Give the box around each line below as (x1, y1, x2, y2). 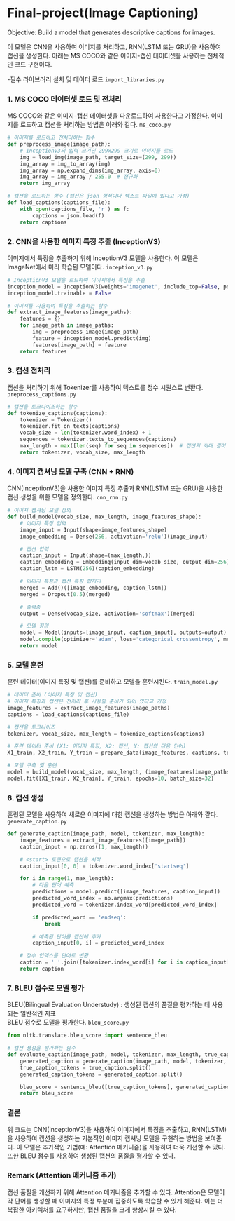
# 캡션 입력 (20, 546, 49, 553)
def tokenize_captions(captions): (7, 410, 108, 417)
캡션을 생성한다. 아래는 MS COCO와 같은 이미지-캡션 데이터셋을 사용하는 (7, 51, 206, 60)
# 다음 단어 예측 (32, 882, 74, 889)
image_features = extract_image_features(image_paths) (7, 704, 171, 711)
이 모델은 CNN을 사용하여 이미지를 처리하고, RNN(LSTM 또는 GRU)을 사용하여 (7, 42, 222, 50)
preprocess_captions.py (7, 391, 77, 398)
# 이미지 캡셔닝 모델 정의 (7, 507, 71, 514)
